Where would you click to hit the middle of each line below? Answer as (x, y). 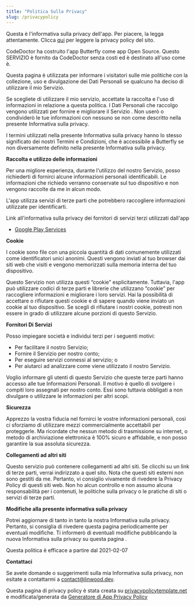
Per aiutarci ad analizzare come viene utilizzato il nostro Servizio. (93, 366)
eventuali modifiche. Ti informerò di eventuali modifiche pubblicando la (91, 532)
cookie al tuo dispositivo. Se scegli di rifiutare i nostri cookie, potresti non (94, 307)
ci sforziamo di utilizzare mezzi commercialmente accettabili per (83, 425)
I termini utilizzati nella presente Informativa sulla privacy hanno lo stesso (94, 135)
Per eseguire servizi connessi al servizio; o (66, 360)
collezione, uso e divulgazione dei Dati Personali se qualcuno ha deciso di (95, 81)
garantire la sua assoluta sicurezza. (49, 444)
